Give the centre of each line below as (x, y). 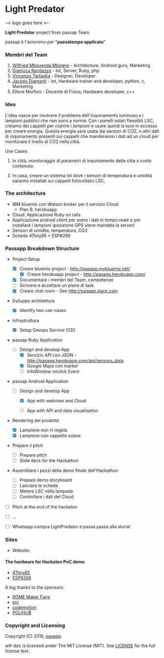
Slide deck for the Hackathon (49, 461)
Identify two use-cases (43, 310)
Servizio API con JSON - (52, 355)
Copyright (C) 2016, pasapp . (34, 636)
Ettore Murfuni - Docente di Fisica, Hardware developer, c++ (73, 92)
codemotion (24, 608)
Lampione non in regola (43, 430)
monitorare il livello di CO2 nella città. (43, 141)
